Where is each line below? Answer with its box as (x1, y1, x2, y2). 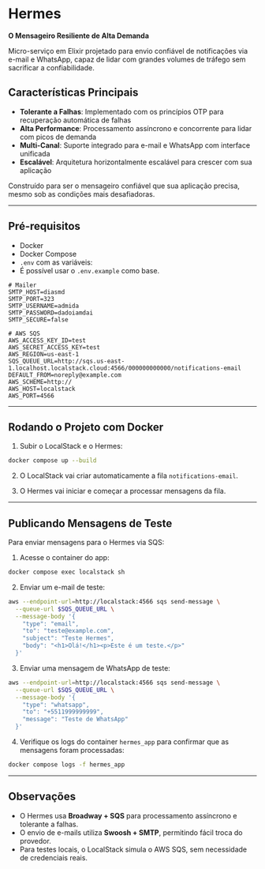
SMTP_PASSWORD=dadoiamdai (8, 309, 93, 317)
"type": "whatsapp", (22, 701, 90, 709)
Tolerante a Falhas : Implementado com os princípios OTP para (19, 107, 224, 116)
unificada (19, 149, 50, 158)
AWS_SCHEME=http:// (8, 378, 73, 386)
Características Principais (8, 86, 139, 100)
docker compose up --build (8, 457, 97, 465)
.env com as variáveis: (19, 258, 93, 267)
